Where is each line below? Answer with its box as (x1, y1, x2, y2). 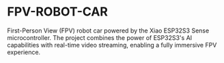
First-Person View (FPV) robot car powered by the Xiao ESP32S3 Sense (7, 26, 210, 35)
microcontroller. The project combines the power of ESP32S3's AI (7, 33, 193, 41)
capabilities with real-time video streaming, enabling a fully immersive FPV (7, 41, 217, 49)
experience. (7, 48, 41, 56)
